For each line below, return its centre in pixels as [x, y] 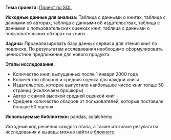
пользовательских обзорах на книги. [46, 33]
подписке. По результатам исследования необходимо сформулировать [84, 49]
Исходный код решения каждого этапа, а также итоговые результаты [82, 126]
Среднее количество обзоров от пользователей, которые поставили [88, 101]
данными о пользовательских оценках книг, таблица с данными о [78, 28]
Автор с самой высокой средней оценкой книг [64, 96]
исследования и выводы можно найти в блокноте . [61, 132]
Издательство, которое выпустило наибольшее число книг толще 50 [88, 85]
